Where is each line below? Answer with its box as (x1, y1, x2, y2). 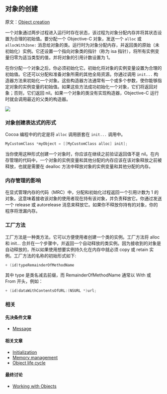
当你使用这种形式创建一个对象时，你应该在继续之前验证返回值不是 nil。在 (5, 151, 155, 157)
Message (12, 326, 31, 332)
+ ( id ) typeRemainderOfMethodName (5, 263, 75, 267)
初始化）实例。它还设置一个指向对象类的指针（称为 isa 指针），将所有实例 (5, 48, 155, 54)
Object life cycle (12, 360, 46, 366)
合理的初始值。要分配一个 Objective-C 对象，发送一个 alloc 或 (13, 35, 142, 41)
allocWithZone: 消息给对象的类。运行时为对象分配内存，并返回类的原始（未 (5, 42, 160, 48)
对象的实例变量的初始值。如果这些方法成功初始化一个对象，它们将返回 (9, 84, 153, 90)
